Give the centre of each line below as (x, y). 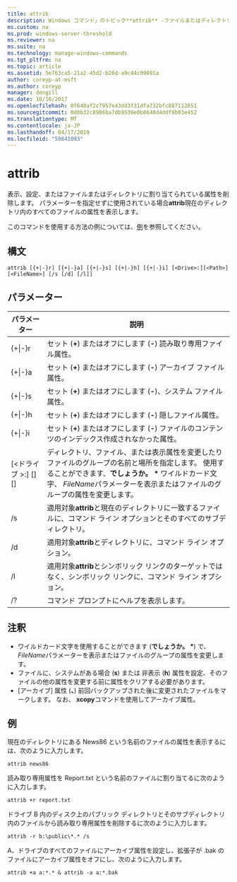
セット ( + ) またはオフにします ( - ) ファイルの (121, 428)
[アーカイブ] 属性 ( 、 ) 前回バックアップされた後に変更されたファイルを (119, 690)
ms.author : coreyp (34, 86)
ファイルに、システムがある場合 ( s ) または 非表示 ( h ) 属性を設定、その (120, 673)
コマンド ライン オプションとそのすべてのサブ (144, 518)
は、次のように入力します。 (47, 751)
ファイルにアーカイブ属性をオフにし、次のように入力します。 (96, 859)
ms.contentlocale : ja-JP (44, 125)
